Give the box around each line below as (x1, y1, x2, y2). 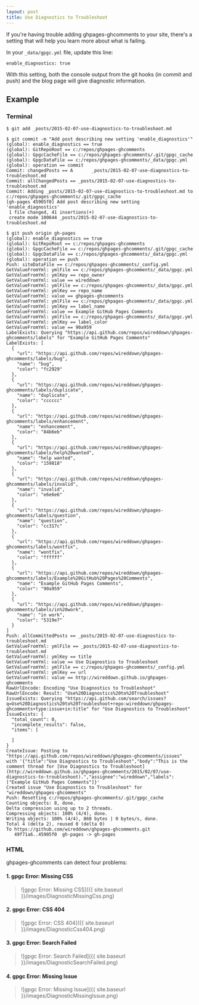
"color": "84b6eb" (17, 429, 63, 435)
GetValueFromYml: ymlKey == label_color (6, 319, 108, 326)
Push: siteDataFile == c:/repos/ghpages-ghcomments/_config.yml (6, 262, 169, 268)
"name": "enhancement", (17, 424, 76, 430)
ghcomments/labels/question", (6, 513, 82, 519)
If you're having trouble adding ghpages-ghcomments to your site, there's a (6, 30, 192, 38)
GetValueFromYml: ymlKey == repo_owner (6, 272, 105, 278)
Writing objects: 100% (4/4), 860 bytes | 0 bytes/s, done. (6, 816, 159, 822)
